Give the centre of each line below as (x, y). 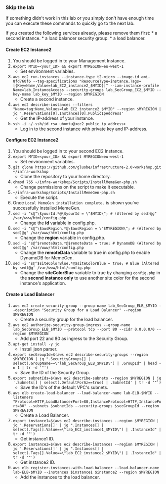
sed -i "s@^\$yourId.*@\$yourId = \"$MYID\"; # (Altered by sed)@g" (85, 214)
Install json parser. (39, 349)
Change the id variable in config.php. (58, 223)
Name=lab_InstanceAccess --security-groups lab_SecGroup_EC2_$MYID (83, 90)
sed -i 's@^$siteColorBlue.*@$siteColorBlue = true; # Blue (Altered (86, 263)
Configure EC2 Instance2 (32, 140)
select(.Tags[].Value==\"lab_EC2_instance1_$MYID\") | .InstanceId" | (87, 430)
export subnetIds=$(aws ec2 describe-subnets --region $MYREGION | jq (87, 378)
